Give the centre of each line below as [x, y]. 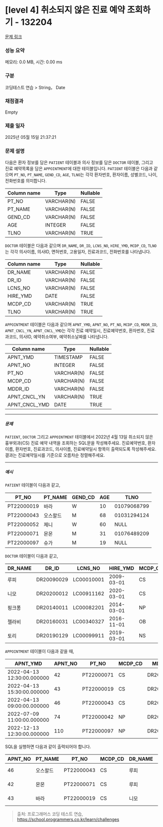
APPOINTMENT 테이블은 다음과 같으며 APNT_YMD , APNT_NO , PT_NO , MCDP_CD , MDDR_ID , [81, 325]
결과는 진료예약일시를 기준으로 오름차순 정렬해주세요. [55, 455]
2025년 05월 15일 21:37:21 [31, 137]
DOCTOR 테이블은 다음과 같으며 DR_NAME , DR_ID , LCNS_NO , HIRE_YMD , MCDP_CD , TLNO [81, 246]
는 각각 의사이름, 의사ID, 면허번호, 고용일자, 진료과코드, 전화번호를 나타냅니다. [78, 252]
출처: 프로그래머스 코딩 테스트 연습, [50, 814]
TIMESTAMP [68, 357]
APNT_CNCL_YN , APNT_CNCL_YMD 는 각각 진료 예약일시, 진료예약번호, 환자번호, [75, 331]
